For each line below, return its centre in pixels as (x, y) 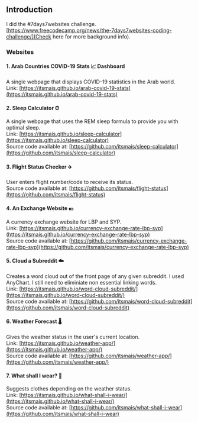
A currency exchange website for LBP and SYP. (64, 222)
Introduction (30, 10)
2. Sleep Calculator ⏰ (33, 108)
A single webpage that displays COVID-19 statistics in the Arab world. (91, 82)
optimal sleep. (23, 128)
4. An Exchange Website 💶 (40, 208)
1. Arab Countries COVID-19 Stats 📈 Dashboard (66, 66)
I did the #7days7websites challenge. (51, 24)
